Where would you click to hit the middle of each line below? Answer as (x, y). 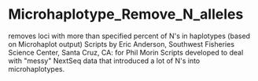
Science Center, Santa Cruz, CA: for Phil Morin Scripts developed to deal (126, 52)
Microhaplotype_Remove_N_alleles (126, 14)
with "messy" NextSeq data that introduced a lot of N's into (104, 61)
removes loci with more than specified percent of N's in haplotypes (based (129, 36)
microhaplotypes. (37, 69)
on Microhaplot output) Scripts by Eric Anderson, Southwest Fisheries (121, 44)
